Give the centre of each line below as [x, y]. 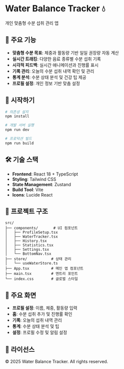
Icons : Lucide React [32, 195]
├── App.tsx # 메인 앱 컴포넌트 [44, 269]
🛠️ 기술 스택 [22, 160]
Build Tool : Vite [28, 190]
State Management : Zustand [41, 184]
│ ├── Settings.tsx [27, 250]
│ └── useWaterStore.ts [31, 263]
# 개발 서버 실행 [20, 125]
